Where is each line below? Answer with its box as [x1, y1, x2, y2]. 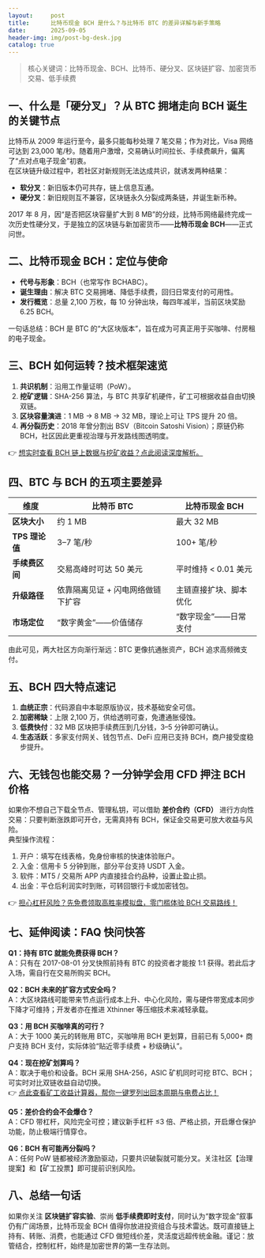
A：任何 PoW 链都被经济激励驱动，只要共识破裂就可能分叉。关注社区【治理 [8, 1153, 253, 1163]
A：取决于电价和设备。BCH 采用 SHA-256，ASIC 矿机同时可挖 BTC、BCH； [8, 1067, 255, 1077]
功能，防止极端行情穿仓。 [8, 1127, 91, 1136]
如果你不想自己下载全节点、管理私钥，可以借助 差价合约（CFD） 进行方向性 [8, 805, 255, 814]
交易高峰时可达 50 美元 [57, 563, 144, 574]
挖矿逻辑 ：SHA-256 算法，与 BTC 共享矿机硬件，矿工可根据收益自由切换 [19, 391, 256, 400]
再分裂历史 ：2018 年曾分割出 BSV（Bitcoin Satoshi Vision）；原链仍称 [19, 421, 244, 430]
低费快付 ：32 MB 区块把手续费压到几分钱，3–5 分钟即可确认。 [19, 722, 223, 732]
